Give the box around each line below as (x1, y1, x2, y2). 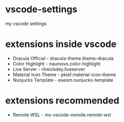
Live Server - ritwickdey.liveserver (12, 66, 86, 72)
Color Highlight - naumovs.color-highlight (12, 60, 101, 67)
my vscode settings (5, 20, 47, 27)
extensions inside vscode (5, 38, 117, 50)
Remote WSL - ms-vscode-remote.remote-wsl (12, 111, 111, 118)
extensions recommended (5, 95, 119, 107)
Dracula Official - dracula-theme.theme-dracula (12, 55, 114, 61)
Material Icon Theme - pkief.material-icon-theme (12, 71, 116, 78)
